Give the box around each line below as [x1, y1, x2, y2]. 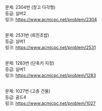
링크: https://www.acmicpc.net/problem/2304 [5, 17, 97, 22]
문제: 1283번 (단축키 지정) [5, 60, 55, 66]
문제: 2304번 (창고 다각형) [5, 4, 56, 10]
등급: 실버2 [5, 10, 26, 16]
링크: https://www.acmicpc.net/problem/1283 [5, 73, 96, 78]
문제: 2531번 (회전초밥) [5, 32, 50, 38]
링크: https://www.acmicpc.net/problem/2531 [5, 45, 96, 50]
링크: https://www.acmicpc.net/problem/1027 [5, 100, 96, 106]
